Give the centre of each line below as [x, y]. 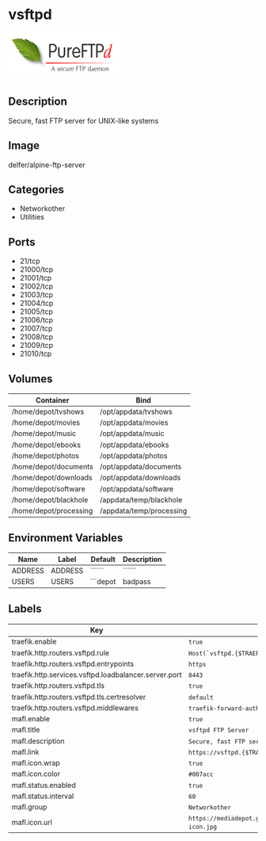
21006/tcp [36, 320]
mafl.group [29, 807]
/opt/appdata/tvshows [136, 411]
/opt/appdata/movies [134, 422]
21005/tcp [36, 312]
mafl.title [26, 730]
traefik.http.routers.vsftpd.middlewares [75, 708]
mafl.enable [30, 719]
